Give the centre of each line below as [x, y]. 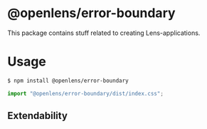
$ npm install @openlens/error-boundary [68, 81]
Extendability [37, 116]
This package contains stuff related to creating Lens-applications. [104, 33]
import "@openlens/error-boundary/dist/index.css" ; [85, 93]
